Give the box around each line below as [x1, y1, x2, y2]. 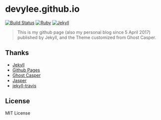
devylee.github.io [5, 3, 80, 15]
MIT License [5, 110, 31, 116]
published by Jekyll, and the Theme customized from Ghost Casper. [17, 34, 157, 40]
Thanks [5, 49, 29, 57]
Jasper [12, 77, 27, 83]
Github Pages [12, 67, 41, 73]
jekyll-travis [12, 83, 37, 89]
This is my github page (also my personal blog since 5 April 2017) [17, 29, 151, 35]
